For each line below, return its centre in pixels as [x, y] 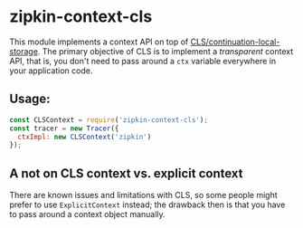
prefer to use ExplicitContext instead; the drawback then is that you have [147, 204]
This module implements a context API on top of [99, 42]
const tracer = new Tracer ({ [64, 128]
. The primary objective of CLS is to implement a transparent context [166, 51]
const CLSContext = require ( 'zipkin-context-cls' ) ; [109, 119]
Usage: [30, 99]
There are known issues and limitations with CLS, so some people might [143, 195]
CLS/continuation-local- [235, 42]
